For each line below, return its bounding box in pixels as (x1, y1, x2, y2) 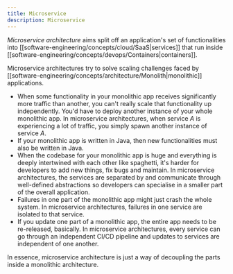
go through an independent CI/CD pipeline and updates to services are (17, 232, 220, 240)
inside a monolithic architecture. (7, 260, 99, 268)
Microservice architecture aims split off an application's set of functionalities (7, 35, 226, 44)
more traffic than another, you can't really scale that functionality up (17, 99, 212, 108)
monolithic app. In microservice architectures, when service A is (17, 114, 201, 122)
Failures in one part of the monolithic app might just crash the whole (17, 195, 212, 203)
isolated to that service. (17, 209, 85, 219)
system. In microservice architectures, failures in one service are (17, 203, 202, 211)
